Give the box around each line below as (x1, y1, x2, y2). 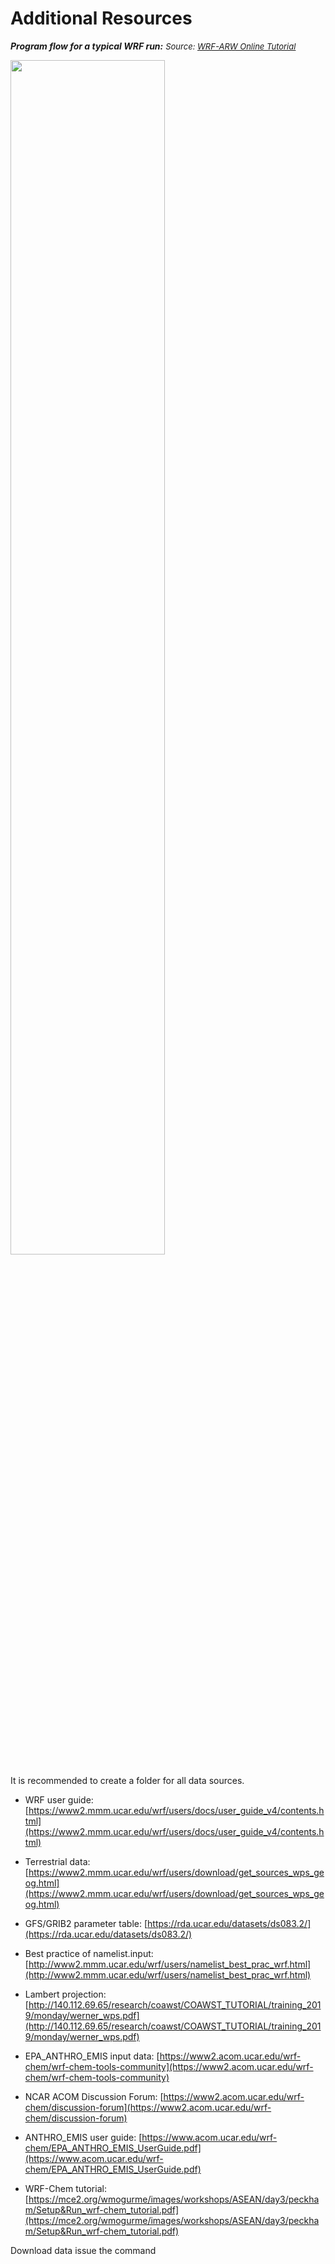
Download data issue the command (10, 2244, 157, 2256)
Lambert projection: (24, 1988, 107, 2000)
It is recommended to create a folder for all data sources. (10, 1774, 245, 1786)
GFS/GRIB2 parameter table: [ (24, 1917, 148, 1929)
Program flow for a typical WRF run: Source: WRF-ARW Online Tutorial (10, 40, 297, 52)
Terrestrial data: (24, 1855, 91, 1867)
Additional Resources (10, 7, 193, 30)
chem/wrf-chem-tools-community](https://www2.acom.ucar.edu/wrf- (24, 2060, 314, 2072)
